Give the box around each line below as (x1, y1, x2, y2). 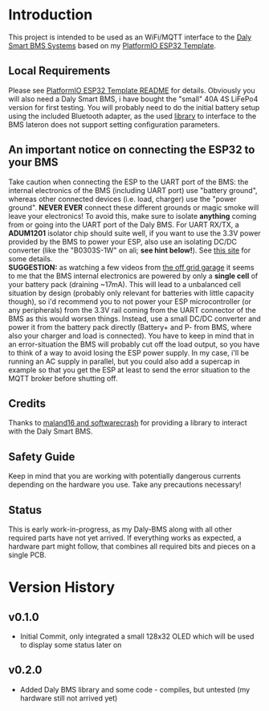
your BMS (8, 155, 59, 170)
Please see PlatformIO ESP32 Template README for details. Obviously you (8, 85, 255, 95)
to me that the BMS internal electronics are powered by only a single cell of (8, 271, 259, 281)
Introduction (8, 6, 93, 24)
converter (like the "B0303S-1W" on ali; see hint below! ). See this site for (8, 245, 251, 255)
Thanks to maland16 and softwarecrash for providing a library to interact (8, 418, 247, 428)
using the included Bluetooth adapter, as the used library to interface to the (8, 111, 257, 121)
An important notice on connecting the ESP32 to (8, 143, 255, 157)
